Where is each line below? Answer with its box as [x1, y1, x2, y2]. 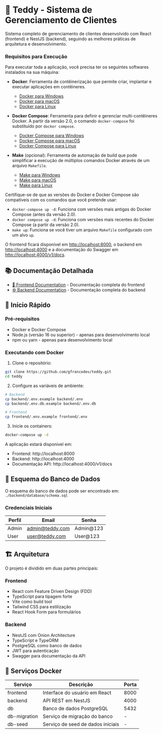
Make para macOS [19, 177, 57, 183]
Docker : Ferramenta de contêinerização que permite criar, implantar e [12, 79, 152, 84]
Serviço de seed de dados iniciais [43, 721, 119, 728]
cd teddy [5, 374, 23, 379]
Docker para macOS [19, 98, 60, 104]
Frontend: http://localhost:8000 [12, 451, 75, 457]
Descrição [69, 681, 93, 688]
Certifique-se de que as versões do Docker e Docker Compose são [5, 192, 139, 198]
